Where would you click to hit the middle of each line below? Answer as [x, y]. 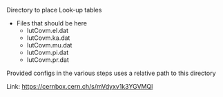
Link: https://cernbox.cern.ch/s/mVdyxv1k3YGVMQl [80, 86]
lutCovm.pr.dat [48, 60]
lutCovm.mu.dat [49, 45]
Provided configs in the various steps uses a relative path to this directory [111, 73]
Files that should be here [52, 23]
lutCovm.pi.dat [48, 52]
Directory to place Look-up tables [54, 10]
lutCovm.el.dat [47, 31]
